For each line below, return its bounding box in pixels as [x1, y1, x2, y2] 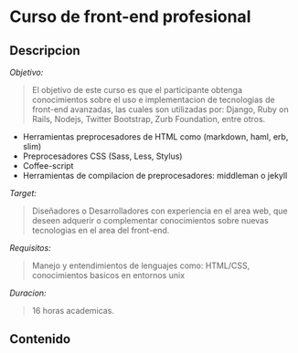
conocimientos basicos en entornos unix [31, 270, 186, 280]
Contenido [9, 331, 71, 348]
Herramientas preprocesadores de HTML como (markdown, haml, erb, [22, 131, 289, 142]
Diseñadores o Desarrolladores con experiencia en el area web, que [31, 205, 288, 216]
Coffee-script [22, 161, 74, 171]
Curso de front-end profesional [9, 6, 251, 27]
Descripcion [9, 43, 80, 58]
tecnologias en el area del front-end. [31, 225, 170, 235]
